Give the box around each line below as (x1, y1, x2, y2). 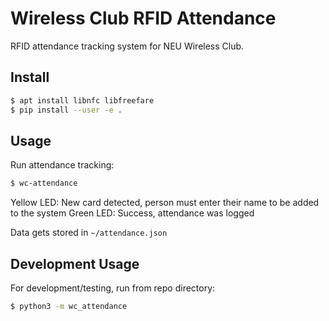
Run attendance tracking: (10, 159, 115, 171)
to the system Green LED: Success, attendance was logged (10, 207, 255, 219)
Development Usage (10, 255, 140, 272)
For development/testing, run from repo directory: (10, 282, 216, 294)
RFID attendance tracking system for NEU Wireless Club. (10, 40, 245, 52)
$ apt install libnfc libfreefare (10, 95, 155, 106)
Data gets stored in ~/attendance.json (10, 227, 168, 239)
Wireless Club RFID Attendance (10, 7, 277, 30)
